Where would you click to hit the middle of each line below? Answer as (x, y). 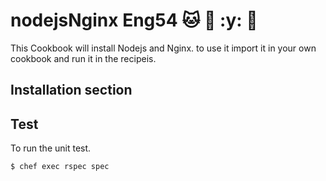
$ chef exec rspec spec (60, 167)
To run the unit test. (51, 148)
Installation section (71, 90)
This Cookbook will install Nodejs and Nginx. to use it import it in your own (163, 48)
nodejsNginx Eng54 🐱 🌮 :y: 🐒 (134, 20)
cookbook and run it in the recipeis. (83, 58)
